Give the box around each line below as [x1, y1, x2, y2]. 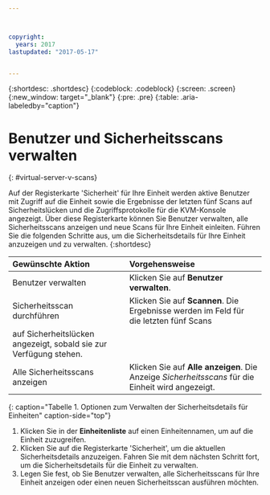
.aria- [180, 92, 198, 102]
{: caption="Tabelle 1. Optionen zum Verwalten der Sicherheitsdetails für [8, 403, 248, 412]
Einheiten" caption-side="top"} [8, 411, 111, 420]
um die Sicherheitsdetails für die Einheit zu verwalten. [19, 460, 198, 470]
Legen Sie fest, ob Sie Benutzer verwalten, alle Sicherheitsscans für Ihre [19, 469, 260, 479]
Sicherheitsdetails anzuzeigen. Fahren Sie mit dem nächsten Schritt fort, [19, 452, 260, 462]
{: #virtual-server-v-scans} [8, 173, 98, 182]
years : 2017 [15, 40, 56, 48]
